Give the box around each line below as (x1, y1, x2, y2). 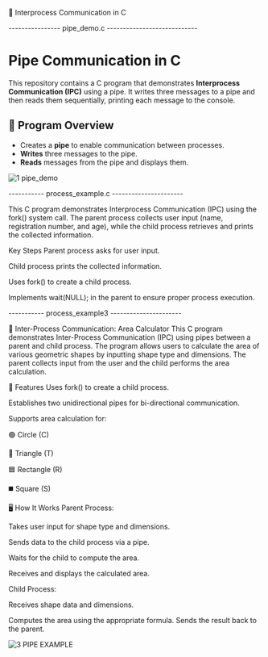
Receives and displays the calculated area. (8, 568, 150, 578)
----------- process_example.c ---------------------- (8, 188, 183, 198)
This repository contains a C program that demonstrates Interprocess (8, 77, 240, 88)
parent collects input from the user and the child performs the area (8, 358, 230, 367)
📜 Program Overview (8, 119, 114, 132)
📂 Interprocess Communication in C (8, 8, 126, 17)
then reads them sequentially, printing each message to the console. (8, 95, 236, 105)
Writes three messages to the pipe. (19, 149, 138, 158)
